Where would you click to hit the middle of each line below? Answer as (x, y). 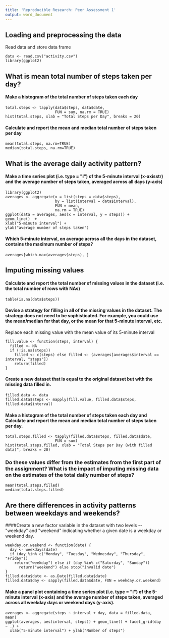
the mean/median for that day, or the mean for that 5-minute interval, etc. (84, 321)
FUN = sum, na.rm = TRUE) (82, 112)
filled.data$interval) (29, 404)
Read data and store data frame (38, 47)
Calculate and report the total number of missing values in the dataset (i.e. (85, 283)
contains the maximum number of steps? (49, 244)
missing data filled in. (28, 384)
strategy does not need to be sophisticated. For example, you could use (82, 316)
